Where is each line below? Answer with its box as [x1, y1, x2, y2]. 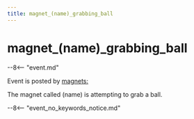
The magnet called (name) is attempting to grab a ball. [7, 90, 163, 98]
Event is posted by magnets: [7, 77, 89, 85]
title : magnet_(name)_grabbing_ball [7, 10, 113, 17]
